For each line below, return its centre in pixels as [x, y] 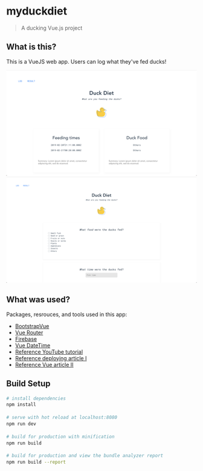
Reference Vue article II [44, 364]
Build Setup [28, 384]
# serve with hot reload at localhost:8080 [62, 418]
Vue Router [29, 332]
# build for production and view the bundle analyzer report [85, 456]
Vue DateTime [33, 345]
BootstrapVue [32, 326]
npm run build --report [36, 462]
